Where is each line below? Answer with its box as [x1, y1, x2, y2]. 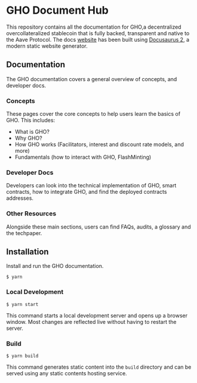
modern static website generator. [6, 42, 88, 50]
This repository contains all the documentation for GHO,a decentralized [6, 23, 181, 30]
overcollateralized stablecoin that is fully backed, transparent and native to [6, 29, 190, 36]
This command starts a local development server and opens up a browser [6, 311, 188, 319]
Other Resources [6, 209, 57, 218]
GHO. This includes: [6, 117, 56, 124]
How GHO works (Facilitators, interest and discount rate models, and [14, 141, 184, 148]
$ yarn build [6, 353, 39, 359]
